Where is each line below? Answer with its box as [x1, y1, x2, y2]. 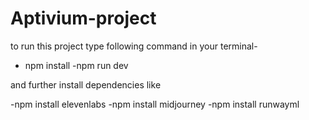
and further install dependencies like [10, 78, 162, 91]
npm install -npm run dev [24, 59, 129, 71]
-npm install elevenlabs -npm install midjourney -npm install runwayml [10, 98, 300, 110]
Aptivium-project [10, 7, 157, 30]
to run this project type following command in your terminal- [10, 40, 258, 52]
